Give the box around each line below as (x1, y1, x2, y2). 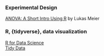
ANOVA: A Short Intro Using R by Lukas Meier (5, 16, 99, 22)
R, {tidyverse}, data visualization (5, 28, 87, 35)
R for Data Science (5, 39, 44, 45)
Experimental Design (5, 4, 58, 11)
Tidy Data (5, 45, 26, 51)
